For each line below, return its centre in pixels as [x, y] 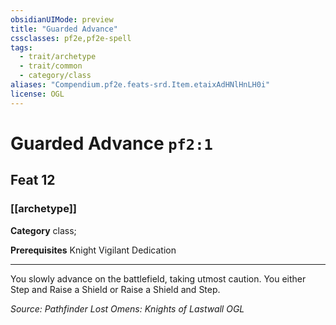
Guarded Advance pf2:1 [111, 143]
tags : [21, 47]
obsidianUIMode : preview [62, 19]
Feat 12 [33, 180]
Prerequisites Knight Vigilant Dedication [93, 250]
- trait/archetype [58, 57]
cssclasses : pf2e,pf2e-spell [71, 38]
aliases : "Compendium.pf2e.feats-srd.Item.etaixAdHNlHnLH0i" [140, 85]
